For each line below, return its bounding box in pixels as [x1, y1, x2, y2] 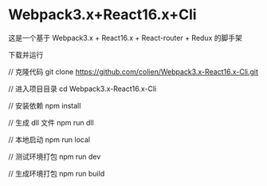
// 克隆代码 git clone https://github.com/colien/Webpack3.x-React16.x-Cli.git [8, 66, 259, 77]
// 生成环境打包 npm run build [8, 168, 105, 178]
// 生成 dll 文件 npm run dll [8, 117, 94, 127]
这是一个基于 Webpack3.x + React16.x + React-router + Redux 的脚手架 [8, 33, 243, 42]
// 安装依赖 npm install [8, 101, 81, 110]
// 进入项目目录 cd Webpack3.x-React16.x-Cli [8, 84, 157, 93]
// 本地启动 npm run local [8, 134, 90, 144]
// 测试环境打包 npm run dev [8, 152, 101, 161]
